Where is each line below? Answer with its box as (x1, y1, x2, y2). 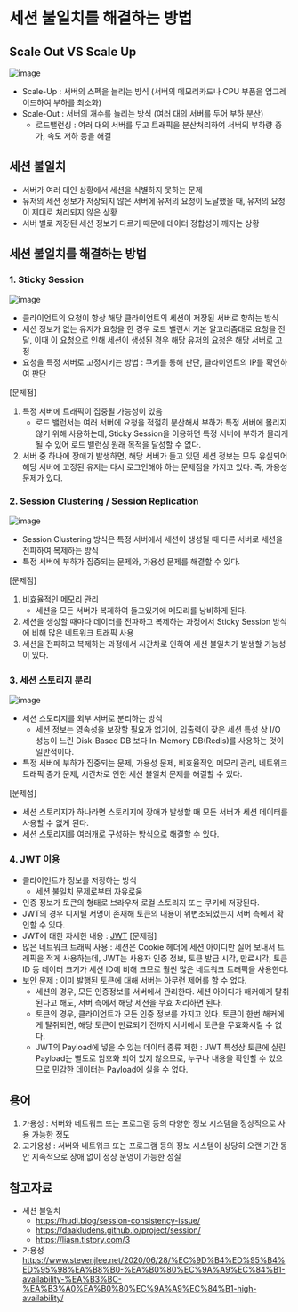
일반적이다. (35, 747, 75, 757)
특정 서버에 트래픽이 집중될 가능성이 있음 (21, 406, 163, 417)
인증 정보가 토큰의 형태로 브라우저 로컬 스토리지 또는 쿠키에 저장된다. (21, 897, 260, 908)
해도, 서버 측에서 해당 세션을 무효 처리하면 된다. (59, 998, 223, 1008)
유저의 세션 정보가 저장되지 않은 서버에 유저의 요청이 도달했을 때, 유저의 (21, 195, 270, 206)
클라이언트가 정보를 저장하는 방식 (21, 875, 137, 886)
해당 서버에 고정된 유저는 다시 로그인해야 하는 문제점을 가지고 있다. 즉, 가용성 (21, 461, 288, 472)
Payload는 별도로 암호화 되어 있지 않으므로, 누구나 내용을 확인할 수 (35, 1053, 267, 1064)
